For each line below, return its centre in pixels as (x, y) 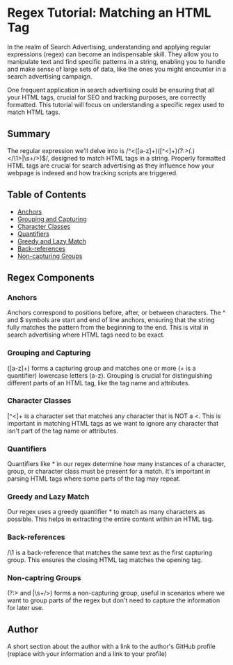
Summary (29, 134)
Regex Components (51, 277)
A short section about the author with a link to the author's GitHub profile (111, 646)
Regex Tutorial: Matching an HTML (109, 13)
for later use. (25, 608)
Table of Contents (47, 195)
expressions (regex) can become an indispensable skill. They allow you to (113, 54)
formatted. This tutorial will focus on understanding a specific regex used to (116, 104)
